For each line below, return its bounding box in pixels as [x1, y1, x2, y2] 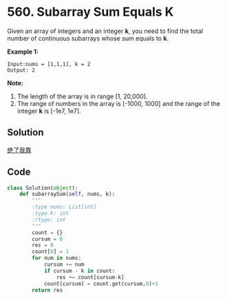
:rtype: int [32, 216, 67, 223]
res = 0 [32, 242, 54, 249]
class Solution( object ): [7, 184, 78, 191]
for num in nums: [32, 255, 81, 262]
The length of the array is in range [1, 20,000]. [17, 92, 148, 100]
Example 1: [7, 47, 39, 56]
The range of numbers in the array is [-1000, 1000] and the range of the [17, 99, 221, 107]
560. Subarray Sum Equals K [7, 4, 174, 20]
